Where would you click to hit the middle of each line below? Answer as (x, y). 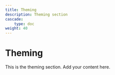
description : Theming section (37, 14)
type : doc (24, 24)
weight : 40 (16, 28)
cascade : (14, 19)
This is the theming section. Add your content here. (58, 67)
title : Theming (21, 10)
